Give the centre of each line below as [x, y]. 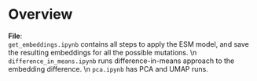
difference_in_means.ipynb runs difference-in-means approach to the [121, 61]
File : [15, 36]
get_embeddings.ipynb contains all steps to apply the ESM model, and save [128, 44]
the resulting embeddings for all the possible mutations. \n [103, 52]
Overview [40, 14]
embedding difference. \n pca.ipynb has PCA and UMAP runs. [108, 69]
